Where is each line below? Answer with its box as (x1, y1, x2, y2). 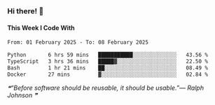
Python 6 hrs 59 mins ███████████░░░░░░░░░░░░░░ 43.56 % (7, 51, 209, 58)
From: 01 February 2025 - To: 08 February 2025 (7, 39, 149, 46)
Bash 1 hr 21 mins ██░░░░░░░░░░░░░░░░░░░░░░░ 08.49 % (7, 64, 209, 72)
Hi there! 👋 (7, 6, 44, 16)
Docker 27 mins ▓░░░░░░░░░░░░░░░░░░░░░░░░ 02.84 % (7, 71, 209, 78)
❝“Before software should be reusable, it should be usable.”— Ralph (7, 83, 204, 92)
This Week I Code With (7, 24, 75, 32)
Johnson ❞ (7, 90, 38, 99)
